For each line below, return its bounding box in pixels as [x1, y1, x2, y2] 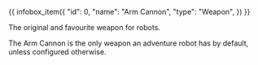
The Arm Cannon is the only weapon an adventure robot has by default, [8, 38, 249, 48]
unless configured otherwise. [8, 47, 107, 56]
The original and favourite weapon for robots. [8, 23, 161, 32]
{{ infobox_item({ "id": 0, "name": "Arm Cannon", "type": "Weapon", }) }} [8, 7, 251, 16]
